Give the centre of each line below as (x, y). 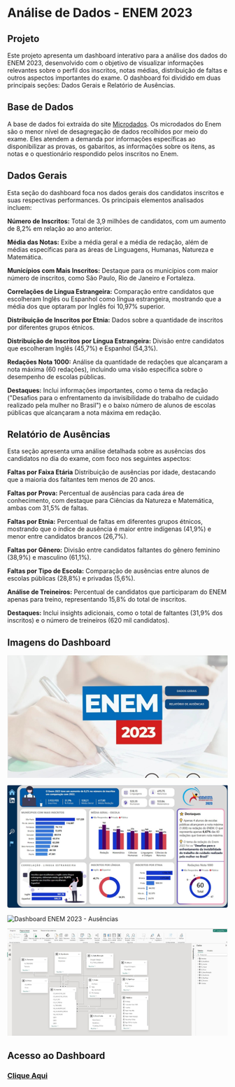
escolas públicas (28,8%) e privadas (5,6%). (71, 578)
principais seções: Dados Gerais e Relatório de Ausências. (91, 85)
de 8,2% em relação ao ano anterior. (60, 228)
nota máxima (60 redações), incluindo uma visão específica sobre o (105, 369)
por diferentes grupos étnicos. (51, 327)
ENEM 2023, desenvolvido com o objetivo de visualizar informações (106, 63)
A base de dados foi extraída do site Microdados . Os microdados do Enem (114, 124)
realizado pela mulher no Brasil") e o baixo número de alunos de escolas (112, 405)
